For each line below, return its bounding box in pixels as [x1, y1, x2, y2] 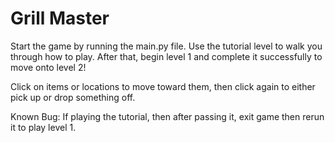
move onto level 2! [10, 61, 87, 73]
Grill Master [10, 7, 110, 30]
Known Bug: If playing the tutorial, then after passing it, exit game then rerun [10, 110, 325, 122]
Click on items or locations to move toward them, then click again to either [10, 80, 316, 92]
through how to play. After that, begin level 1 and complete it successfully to [10, 50, 323, 62]
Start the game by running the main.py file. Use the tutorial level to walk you [10, 40, 323, 52]
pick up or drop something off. [10, 91, 136, 103]
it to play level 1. [10, 121, 77, 133]
